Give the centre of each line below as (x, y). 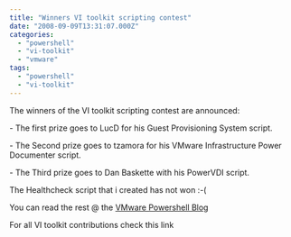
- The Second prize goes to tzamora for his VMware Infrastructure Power (145, 145)
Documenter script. (45, 155)
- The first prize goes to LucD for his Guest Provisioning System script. (141, 128)
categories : (32, 34)
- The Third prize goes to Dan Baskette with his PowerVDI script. (130, 172)
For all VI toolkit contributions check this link (92, 224)
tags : (19, 68)
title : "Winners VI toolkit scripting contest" (101, 18)
